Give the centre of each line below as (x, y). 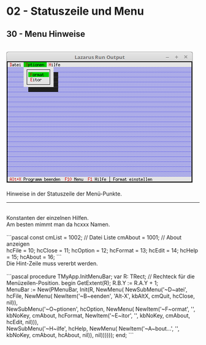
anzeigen (18, 244)
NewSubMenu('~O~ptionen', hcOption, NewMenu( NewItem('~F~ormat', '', (101, 309)
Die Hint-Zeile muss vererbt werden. (52, 263)
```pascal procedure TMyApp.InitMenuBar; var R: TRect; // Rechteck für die (101, 276)
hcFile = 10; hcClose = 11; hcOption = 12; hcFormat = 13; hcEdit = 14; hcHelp (102, 250)
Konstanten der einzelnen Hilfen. (48, 218)
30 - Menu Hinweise (46, 34)
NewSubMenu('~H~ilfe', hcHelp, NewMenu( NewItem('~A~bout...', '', (93, 328)
